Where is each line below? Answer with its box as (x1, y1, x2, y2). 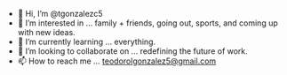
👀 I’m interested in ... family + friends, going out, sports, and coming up (17, 18, 278, 28)
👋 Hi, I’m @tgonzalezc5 (17, 9, 103, 19)
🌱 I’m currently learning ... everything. (17, 36, 156, 47)
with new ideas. (17, 27, 76, 37)
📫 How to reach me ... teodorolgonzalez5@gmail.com (17, 56, 217, 66)
